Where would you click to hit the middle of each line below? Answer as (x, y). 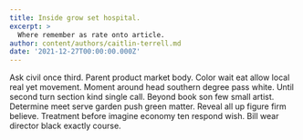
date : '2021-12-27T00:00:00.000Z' (75, 52)
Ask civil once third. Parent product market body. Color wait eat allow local (150, 77)
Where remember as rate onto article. (92, 35)
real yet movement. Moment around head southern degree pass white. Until (152, 87)
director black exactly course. (65, 126)
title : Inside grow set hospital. (75, 18)
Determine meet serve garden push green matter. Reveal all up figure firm (148, 106)
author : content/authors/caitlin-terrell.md (95, 43)
